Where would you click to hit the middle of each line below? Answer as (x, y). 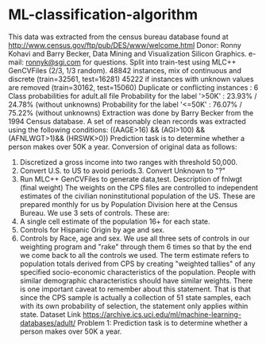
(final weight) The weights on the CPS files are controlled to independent (139, 187)
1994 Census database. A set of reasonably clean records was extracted (127, 121)
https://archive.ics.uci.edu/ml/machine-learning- (162, 314)
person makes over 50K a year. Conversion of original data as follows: (123, 147)
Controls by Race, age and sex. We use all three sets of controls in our (135, 238)
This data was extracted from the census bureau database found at (118, 37)
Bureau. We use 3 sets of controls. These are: (94, 213)
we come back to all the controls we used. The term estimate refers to (134, 255)
